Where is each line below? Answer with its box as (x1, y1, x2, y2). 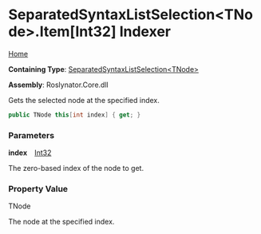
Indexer (119, 22, 172, 41)
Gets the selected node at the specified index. (8, 95, 160, 105)
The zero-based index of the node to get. (8, 164, 144, 173)
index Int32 (8, 148, 52, 157)
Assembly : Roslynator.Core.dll (8, 80, 109, 89)
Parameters (8, 129, 54, 141)
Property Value (8, 184, 69, 195)
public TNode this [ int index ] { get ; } (8, 110, 141, 119)
